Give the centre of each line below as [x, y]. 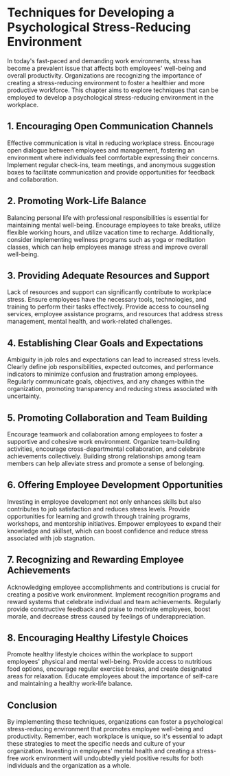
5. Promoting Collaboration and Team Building [107, 418]
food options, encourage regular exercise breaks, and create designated [110, 669]
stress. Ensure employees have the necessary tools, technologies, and [107, 300]
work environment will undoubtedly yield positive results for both [112, 758]
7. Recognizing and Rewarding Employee [95, 560]
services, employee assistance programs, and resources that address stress [115, 314]
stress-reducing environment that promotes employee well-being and [105, 729]
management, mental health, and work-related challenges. [90, 322]
